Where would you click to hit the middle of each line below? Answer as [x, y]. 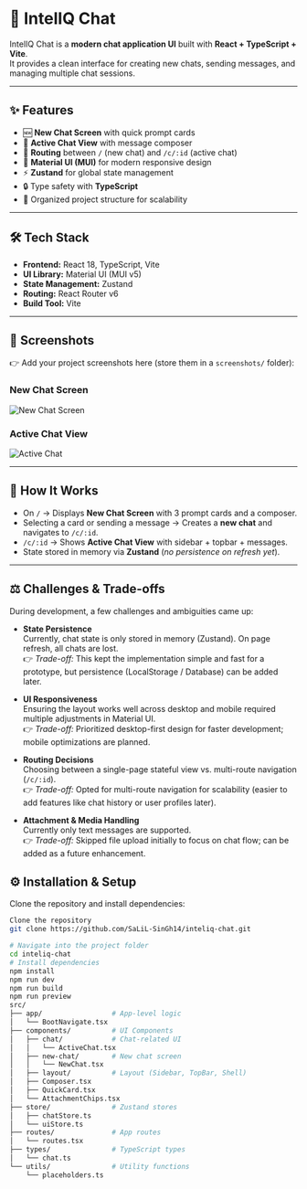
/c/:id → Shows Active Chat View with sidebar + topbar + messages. [155, 542]
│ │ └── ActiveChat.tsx [63, 1047]
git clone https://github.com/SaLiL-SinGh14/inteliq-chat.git [130, 929]
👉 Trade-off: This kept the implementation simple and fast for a [143, 658]
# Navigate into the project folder [79, 946]
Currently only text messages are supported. [107, 830]
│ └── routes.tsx [47, 1141]
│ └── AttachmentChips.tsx [65, 1099]
